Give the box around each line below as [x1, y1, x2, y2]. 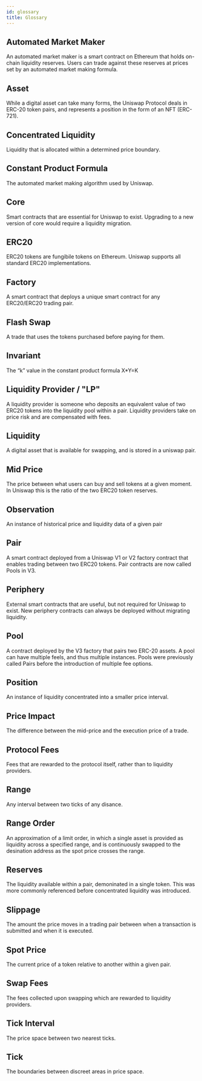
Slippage [6, 904, 41, 915]
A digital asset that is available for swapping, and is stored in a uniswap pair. [6, 447, 197, 454]
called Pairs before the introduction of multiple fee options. [6, 660, 153, 667]
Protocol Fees [6, 744, 59, 755]
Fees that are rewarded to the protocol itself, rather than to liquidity [6, 760, 174, 767]
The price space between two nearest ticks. [6, 1034, 116, 1042]
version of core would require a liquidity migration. [6, 219, 132, 227]
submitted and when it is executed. [6, 927, 94, 935]
